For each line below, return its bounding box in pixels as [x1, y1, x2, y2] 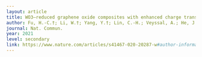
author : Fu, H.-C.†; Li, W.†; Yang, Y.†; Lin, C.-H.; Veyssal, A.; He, [6, 20, 189, 26]
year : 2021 [6, 31, 34, 37]
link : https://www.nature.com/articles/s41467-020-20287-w [6, 42, 158, 48]
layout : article [6, 8, 47, 15]
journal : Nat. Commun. [6, 25, 63, 31]
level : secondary [6, 36, 50, 42]
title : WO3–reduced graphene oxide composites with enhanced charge [6, 14, 182, 20]
